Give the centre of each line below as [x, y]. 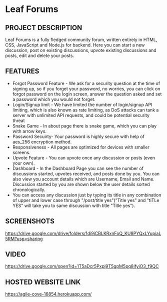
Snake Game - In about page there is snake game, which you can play [84, 125]
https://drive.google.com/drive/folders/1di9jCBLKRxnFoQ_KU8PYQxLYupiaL [83, 233]
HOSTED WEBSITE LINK [43, 282]
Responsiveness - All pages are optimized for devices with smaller [81, 147]
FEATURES [22, 71]
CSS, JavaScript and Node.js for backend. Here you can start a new [75, 45]
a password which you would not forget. [54, 99]
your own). [23, 163]
